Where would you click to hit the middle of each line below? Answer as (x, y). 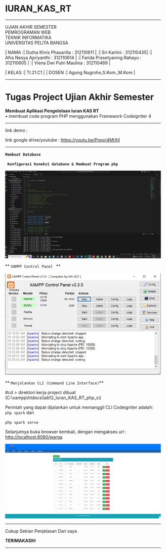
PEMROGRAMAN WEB (28, 32)
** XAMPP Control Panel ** (33, 266)
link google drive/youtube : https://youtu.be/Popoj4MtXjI (62, 140)
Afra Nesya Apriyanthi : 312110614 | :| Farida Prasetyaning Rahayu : (73, 57)
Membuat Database (23, 154)
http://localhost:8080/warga (34, 437)
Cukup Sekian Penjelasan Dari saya (41, 531)
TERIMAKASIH (21, 541)
